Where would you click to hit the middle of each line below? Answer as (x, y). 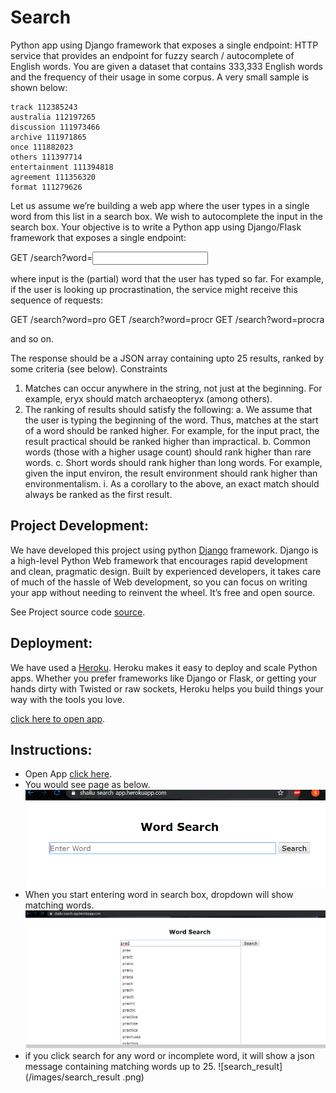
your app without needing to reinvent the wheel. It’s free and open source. (163, 592)
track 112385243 (44, 107)
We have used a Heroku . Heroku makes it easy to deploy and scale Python (164, 667)
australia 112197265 (53, 117)
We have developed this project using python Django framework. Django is (164, 550)
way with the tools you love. (67, 699)
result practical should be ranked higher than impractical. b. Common (168, 441)
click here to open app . (58, 718)
